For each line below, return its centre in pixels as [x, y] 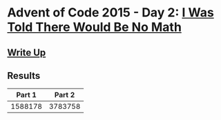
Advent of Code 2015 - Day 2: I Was [110, 13]
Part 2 [65, 95]
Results [24, 76]
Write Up [27, 52]
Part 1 [26, 95]
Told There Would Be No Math [94, 27]
